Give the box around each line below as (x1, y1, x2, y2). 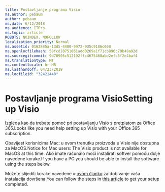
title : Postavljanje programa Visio (5, 7, 80, 12)
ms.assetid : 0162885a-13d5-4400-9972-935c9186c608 (5, 44, 111, 49)
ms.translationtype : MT (5, 58, 54, 63)
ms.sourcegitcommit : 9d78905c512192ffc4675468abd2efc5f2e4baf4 (5, 53, 138, 58)
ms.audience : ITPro (5, 26, 45, 31)
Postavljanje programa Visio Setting (5, 93, 153, 104)
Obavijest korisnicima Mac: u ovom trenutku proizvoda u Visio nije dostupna (5, 140, 159, 146)
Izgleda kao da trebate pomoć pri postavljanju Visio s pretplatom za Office (5, 120, 156, 126)
